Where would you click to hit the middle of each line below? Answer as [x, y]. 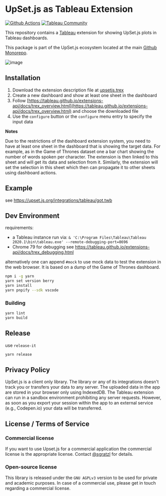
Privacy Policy [28, 370]
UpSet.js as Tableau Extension [69, 9]
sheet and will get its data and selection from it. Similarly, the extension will [82, 162]
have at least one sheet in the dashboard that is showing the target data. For [83, 146]
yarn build [16, 318]
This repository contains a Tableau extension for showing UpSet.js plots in [81, 32]
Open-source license [31, 467]
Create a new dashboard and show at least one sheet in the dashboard [84, 95]
